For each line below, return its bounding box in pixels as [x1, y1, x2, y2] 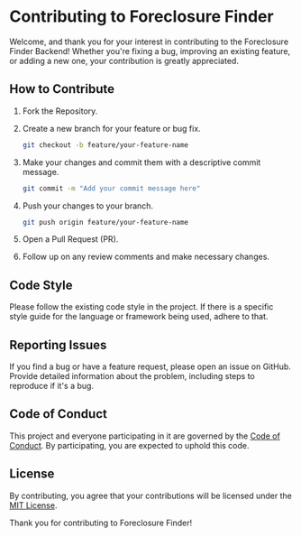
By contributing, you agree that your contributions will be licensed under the [9, 490, 293, 501]
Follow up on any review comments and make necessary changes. [22, 251, 270, 263]
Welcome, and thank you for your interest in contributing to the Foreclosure [9, 36, 289, 47]
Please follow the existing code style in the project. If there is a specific [9, 301, 274, 312]
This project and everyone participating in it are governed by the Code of [9, 431, 281, 441]
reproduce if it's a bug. [9, 381, 95, 391]
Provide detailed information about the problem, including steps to [9, 371, 255, 381]
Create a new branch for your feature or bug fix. [22, 123, 201, 134]
